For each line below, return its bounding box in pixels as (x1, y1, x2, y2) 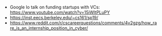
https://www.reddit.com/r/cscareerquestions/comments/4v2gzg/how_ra (9, 20, 157, 26)
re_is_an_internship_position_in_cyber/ (9, 25, 88, 31)
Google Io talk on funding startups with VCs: (9, 4, 100, 10)
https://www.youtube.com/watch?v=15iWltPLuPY (9, 9, 110, 15)
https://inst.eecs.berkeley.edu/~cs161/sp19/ (9, 15, 99, 20)
